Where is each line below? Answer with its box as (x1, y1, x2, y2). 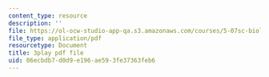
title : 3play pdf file (8, 49, 84, 57)
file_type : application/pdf (8, 34, 102, 43)
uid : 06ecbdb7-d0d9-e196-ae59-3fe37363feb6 (8, 57, 156, 65)
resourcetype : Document (8, 42, 88, 50)
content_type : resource (8, 11, 88, 20)
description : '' (8, 19, 62, 27)
